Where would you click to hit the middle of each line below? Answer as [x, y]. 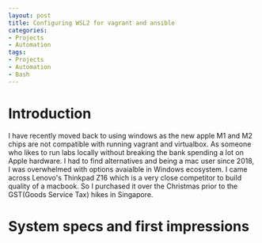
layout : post [30, 15]
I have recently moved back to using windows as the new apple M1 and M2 [131, 135]
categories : [28, 30]
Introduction [50, 114]
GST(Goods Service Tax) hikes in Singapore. [81, 194]
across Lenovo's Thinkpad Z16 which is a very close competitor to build [125, 177]
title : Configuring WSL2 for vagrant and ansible [92, 23]
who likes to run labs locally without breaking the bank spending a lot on [126, 152]
